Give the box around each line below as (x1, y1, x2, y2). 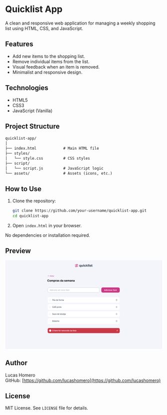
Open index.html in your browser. (12, 222, 82, 228)
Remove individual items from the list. (12, 59, 90, 65)
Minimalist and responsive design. (12, 69, 83, 75)
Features (5, 40, 33, 49)
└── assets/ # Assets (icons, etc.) (5, 171, 113, 176)
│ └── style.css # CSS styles (5, 156, 91, 161)
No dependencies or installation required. (5, 232, 91, 238)
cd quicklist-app (12, 214, 49, 219)
